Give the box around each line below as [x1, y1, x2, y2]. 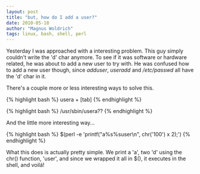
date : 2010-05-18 [6, 20, 50, 26]
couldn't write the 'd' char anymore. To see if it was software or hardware [6, 54, 187, 61]
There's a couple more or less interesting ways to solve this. [6, 84, 154, 91]
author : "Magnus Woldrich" [6, 25, 73, 32]
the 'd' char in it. [6, 73, 47, 80]
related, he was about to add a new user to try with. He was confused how [6, 60, 189, 68]
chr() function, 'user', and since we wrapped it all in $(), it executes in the [6, 155, 186, 162]
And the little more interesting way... [6, 119, 95, 126]
